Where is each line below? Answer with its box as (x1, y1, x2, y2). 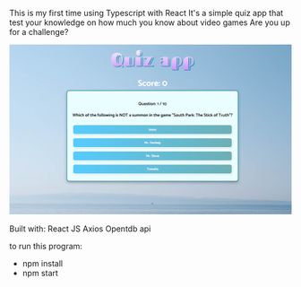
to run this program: (9, 241, 83, 252)
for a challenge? (9, 27, 69, 37)
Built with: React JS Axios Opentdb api (9, 223, 151, 234)
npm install (21, 258, 64, 269)
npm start (21, 268, 58, 279)
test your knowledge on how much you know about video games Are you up (9, 17, 291, 28)
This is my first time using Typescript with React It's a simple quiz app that (9, 8, 284, 18)
